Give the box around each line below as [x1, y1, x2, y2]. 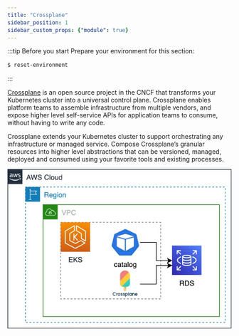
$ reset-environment [7, 61, 69, 69]
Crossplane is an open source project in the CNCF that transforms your [7, 88, 216, 97]
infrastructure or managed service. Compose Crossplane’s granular [7, 140, 205, 149]
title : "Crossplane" [7, 11, 69, 19]
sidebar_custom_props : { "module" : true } [7, 26, 129, 33]
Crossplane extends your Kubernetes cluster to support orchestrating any [7, 132, 223, 141]
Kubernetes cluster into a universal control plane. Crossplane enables [7, 96, 211, 105]
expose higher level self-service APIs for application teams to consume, [7, 111, 218, 120]
